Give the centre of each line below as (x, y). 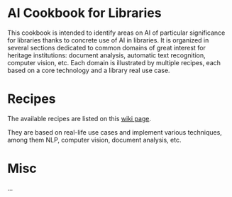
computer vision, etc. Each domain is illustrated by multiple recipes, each (114, 62)
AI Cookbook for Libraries (84, 13)
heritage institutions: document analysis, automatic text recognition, (106, 55)
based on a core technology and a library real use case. (89, 70)
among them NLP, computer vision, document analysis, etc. (94, 140)
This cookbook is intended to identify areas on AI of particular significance (116, 33)
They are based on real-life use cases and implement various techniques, (115, 132)
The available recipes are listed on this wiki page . (79, 118)
